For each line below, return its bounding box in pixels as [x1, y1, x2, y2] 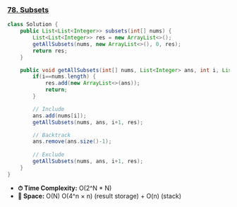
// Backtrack [32, 131, 71, 138]
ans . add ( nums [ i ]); [32, 112, 87, 119]
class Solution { [7, 21, 59, 28]
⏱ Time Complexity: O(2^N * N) [17, 184, 112, 192]
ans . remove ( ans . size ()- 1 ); [32, 138, 112, 146]
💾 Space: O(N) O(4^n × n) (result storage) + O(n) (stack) [17, 191, 182, 200]
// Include [32, 105, 65, 112]
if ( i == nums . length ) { [32, 73, 97, 81]
